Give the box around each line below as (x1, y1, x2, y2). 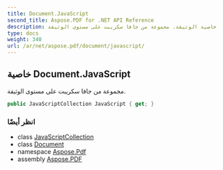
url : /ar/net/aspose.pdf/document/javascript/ (7, 42, 145, 49)
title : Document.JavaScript (7, 10, 89, 17)
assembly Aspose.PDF (17, 155, 82, 163)
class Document (17, 140, 64, 148)
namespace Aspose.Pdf (17, 147, 86, 155)
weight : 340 (7, 36, 42, 43)
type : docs (7, 29, 39, 37)
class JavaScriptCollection (17, 132, 94, 141)
